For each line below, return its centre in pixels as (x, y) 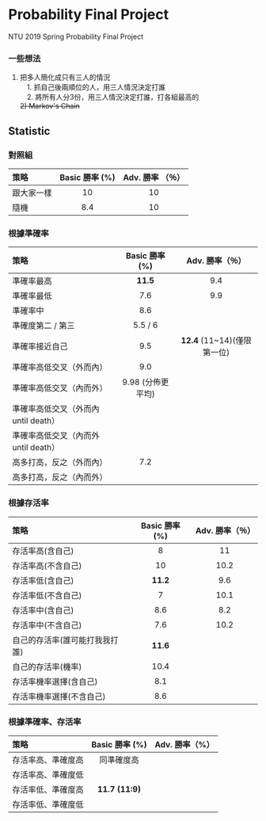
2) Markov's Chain (50, 106)
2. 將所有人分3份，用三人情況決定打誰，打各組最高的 (113, 97)
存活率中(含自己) (43, 610)
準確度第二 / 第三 (44, 326)
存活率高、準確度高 (48, 760)
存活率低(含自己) (43, 580)
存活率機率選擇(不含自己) (59, 697)
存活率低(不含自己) (47, 595)
